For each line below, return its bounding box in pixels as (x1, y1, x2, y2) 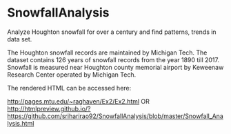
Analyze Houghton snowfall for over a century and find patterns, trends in (7, 28, 217, 36)
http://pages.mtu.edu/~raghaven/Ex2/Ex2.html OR (7, 97, 150, 105)
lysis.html (7, 119, 34, 127)
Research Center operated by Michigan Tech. (7, 70, 137, 79)
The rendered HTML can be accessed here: (7, 84, 132, 92)
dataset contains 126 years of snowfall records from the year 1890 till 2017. (7, 55, 219, 64)
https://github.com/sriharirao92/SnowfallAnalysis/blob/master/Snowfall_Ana (7, 112, 224, 120)
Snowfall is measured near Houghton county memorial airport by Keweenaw (7, 63, 224, 71)
